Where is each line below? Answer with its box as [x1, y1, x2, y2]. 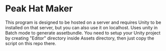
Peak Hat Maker [5, 3, 73, 14]
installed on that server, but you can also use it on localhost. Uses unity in [5, 24, 158, 30]
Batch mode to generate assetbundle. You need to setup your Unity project [5, 30, 161, 36]
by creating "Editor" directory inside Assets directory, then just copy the [5, 35, 154, 41]
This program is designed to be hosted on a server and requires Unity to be [5, 19, 161, 25]
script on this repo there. [5, 40, 56, 46]
